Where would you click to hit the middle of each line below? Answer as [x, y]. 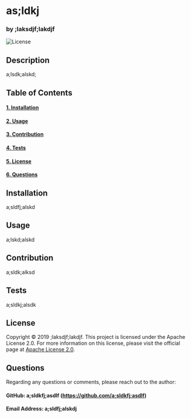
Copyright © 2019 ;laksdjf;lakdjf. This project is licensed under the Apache [96, 337]
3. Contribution [25, 134]
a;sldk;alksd [20, 272]
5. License [19, 161]
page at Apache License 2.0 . [41, 350]
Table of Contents [39, 93]
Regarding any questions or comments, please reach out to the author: [91, 382]
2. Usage [17, 121]
